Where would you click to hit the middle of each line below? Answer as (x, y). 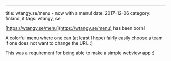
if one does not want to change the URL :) (49, 43)
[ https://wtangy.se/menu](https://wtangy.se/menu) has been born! (75, 28)
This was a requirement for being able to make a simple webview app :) (80, 53)
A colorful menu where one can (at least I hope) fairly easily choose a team (84, 38)
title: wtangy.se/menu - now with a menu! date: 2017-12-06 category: (78, 13)
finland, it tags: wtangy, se (33, 18)
